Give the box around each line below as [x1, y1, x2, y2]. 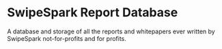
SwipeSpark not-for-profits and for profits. [7, 34, 126, 42]
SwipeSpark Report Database [7, 5, 178, 20]
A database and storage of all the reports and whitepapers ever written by [7, 27, 215, 35]
